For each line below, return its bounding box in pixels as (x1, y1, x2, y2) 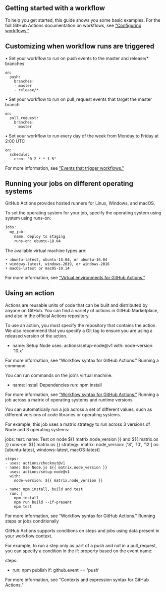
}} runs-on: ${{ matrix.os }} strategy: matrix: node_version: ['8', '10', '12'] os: (5, 441, 160, 447)
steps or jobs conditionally (5, 518, 59, 524)
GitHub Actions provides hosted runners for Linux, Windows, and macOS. (5, 200, 155, 206)
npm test (14, 504, 32, 509)
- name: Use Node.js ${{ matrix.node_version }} (5, 465, 108, 470)
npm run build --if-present (14, 500, 72, 505)
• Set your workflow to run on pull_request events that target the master (5, 96, 152, 102)
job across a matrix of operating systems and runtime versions (5, 396, 133, 402)
